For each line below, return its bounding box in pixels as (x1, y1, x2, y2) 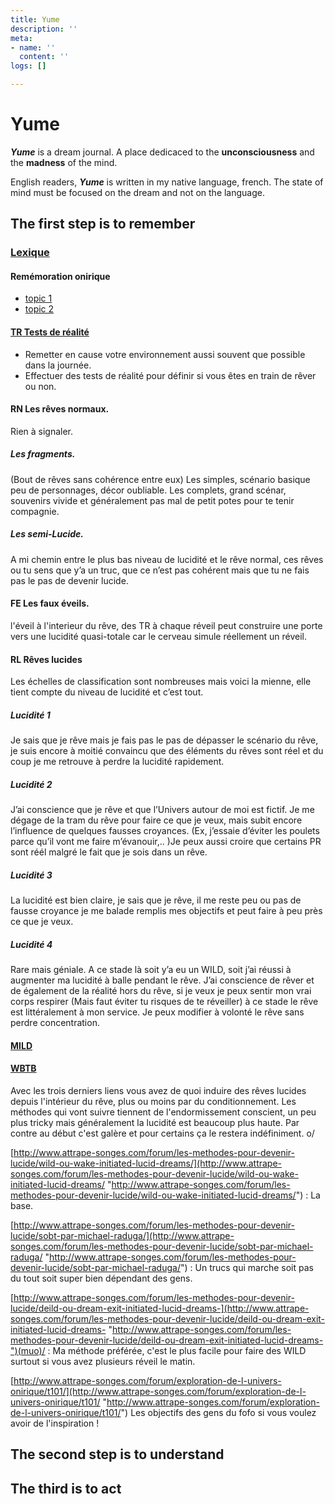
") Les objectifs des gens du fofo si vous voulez (120, 1406, 317, 1418)
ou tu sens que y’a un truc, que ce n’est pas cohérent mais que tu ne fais (10, 564, 310, 576)
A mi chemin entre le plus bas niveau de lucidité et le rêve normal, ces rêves (10, 553, 324, 565)
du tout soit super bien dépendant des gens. (10, 1272, 193, 1284)
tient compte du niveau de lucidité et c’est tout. (10, 686, 204, 698)
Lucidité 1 (10, 709, 51, 721)
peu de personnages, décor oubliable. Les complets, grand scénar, (10, 484, 287, 496)
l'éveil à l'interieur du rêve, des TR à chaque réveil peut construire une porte (10, 620, 323, 631)
